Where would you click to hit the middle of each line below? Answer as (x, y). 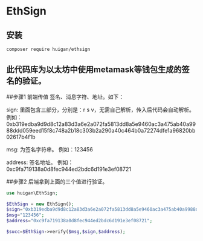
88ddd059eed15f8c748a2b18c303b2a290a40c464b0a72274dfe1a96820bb (101, 130)
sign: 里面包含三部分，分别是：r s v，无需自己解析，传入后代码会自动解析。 (101, 110)
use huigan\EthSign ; (32, 193)
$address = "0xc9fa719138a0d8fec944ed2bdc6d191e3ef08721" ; (79, 221)
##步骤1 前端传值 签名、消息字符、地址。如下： (65, 97)
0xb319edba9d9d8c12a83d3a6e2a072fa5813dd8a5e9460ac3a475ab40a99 (101, 124)
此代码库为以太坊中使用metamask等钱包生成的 (94, 70)
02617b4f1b (21, 137)
